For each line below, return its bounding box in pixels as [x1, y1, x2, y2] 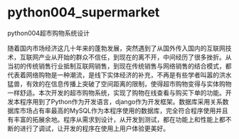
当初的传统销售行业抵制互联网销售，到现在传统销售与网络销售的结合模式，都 [7, 61, 232, 70]
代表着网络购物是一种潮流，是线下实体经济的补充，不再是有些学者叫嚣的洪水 [7, 71, 232, 79]
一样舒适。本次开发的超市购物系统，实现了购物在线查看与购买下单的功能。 [7, 88, 225, 97]
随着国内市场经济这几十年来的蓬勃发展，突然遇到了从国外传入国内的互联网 [7, 43, 225, 52]
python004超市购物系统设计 [7, 29, 90, 37]
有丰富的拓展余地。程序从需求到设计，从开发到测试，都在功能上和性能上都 [7, 115, 225, 123]
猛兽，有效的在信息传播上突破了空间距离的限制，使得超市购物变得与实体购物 [7, 79, 232, 88]
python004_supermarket [7, 4, 160, 21]
